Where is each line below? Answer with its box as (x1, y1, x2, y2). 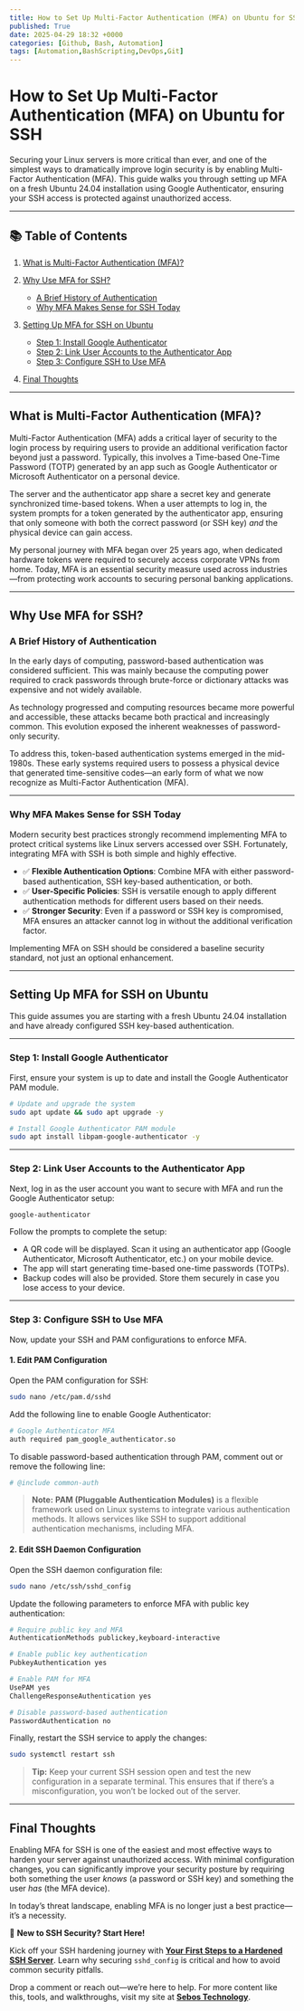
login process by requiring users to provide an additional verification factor (9, 442, 288, 453)
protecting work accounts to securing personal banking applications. (36, 573, 294, 584)
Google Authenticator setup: (9, 1192, 115, 1204)
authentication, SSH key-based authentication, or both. (48, 875, 253, 887)
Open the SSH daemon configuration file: (9, 1564, 163, 1575)
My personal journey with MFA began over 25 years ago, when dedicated (9, 544, 283, 555)
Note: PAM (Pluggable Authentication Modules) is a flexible (31, 1494, 260, 1505)
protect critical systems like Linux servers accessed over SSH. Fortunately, (9, 838, 288, 849)
